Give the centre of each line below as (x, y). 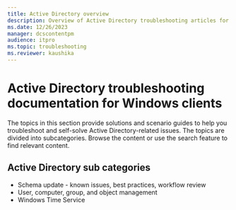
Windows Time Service (51, 199)
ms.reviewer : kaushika (41, 54)
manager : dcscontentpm (41, 34)
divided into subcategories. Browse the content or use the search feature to (118, 138)
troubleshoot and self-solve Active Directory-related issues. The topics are (116, 130)
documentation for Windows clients (115, 104)
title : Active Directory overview (58, 14)
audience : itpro (31, 40)
